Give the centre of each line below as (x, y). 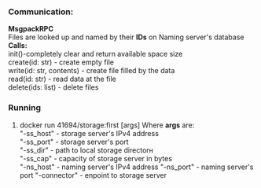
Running (25, 108)
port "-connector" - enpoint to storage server (93, 175)
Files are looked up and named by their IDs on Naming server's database (126, 37)
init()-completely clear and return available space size (96, 54)
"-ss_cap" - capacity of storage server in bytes (96, 158)
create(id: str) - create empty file (61, 62)
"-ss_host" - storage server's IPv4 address (89, 133)
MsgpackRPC (31, 29)
